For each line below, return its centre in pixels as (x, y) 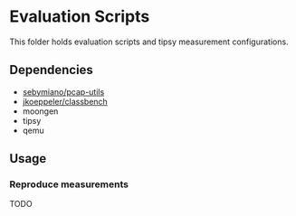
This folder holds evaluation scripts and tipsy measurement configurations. (149, 42)
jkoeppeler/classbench (65, 101)
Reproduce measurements (69, 184)
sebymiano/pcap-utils (63, 91)
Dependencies (51, 70)
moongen (40, 111)
